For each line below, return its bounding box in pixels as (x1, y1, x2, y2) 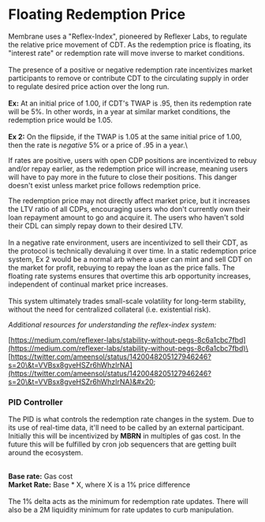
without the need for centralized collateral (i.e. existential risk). (8, 305, 211, 314)
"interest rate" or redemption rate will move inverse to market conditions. (8, 48, 245, 57)
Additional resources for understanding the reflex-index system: (8, 320, 217, 329)
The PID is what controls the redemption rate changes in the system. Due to (8, 415, 255, 424)
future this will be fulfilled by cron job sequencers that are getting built (8, 439, 237, 450)
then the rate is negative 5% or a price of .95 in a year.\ (8, 140, 188, 150)
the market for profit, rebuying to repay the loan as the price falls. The (8, 262, 235, 272)
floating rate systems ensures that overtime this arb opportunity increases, (8, 271, 251, 280)
